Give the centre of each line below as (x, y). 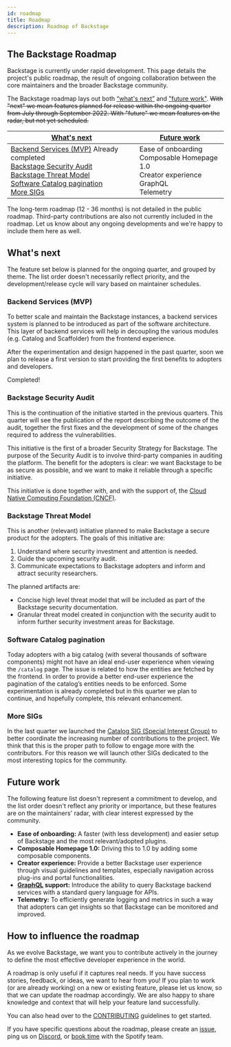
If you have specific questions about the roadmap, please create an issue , (112, 1029)
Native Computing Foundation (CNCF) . (62, 498)
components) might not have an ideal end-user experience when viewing (111, 662)
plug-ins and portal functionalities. (66, 878)
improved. (31, 914)
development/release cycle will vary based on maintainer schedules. (104, 284)
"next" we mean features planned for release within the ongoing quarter (109, 106)
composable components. (54, 856)
